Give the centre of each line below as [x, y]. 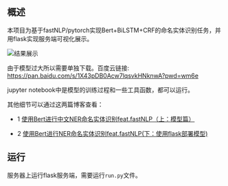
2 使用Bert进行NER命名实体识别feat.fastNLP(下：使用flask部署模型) [112, 133]
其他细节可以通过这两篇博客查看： [55, 104]
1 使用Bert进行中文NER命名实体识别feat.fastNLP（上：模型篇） [106, 119]
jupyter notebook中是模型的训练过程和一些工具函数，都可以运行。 [101, 90]
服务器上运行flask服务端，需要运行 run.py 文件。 [75, 175]
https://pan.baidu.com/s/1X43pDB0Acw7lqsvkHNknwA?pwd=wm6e [103, 75]
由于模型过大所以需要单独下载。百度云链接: [68, 68]
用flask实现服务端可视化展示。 [50, 38]
